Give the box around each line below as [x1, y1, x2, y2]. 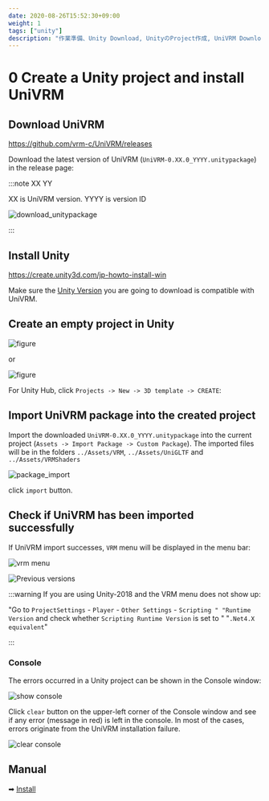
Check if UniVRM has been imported [8, 509, 194, 522]
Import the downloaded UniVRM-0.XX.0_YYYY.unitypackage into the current [8, 430, 252, 439]
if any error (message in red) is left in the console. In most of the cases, [8, 715, 245, 725]
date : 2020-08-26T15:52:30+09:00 [8, 11, 120, 20]
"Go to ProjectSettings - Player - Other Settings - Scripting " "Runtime [8, 604, 251, 615]
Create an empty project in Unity [8, 317, 175, 331]
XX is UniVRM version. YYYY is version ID [8, 194, 147, 204]
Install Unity [8, 248, 71, 262]
